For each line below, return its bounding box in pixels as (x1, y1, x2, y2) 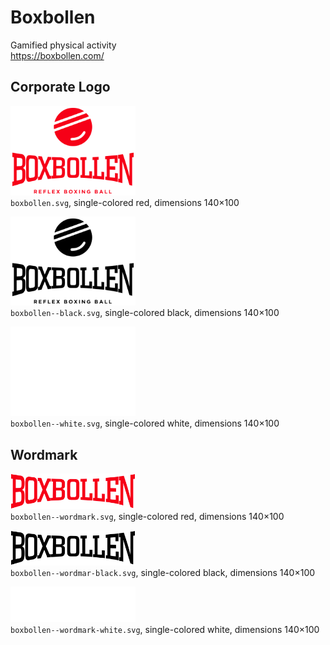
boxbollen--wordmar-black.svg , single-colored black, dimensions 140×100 (10, 567, 316, 579)
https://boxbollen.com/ (10, 49, 105, 61)
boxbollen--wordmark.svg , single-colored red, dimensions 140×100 (10, 510, 285, 522)
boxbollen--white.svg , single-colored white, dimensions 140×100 (10, 417, 280, 430)
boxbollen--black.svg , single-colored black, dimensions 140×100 (10, 307, 280, 319)
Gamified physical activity (10, 39, 117, 51)
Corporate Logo (10, 79, 111, 96)
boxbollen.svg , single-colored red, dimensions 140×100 (10, 196, 240, 208)
